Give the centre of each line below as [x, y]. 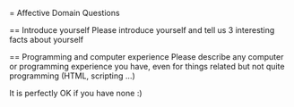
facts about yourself [46, 40]
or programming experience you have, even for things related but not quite [147, 66]
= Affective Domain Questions [65, 13]
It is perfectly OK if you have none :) [76, 93]
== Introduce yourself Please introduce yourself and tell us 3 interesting [142, 30]
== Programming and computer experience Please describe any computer [147, 57]
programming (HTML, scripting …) [73, 76]
